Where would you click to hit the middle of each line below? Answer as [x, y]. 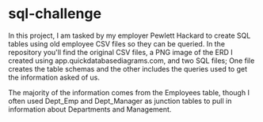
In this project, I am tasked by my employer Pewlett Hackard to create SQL [130, 35]
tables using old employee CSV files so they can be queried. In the [117, 43]
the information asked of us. [54, 77]
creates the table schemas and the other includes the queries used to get [128, 68]
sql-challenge [55, 14]
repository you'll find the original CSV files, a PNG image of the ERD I [121, 52]
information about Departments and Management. [90, 109]
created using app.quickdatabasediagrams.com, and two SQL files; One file [131, 61]
